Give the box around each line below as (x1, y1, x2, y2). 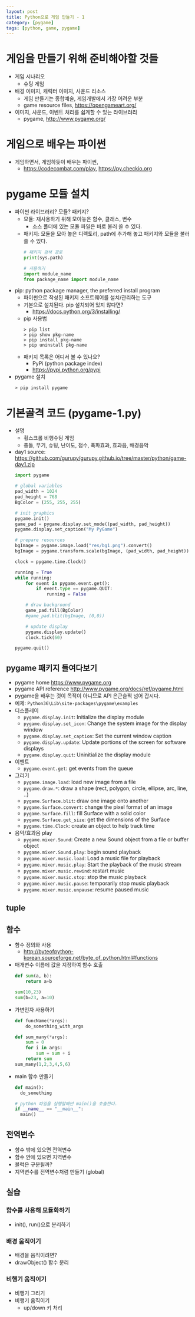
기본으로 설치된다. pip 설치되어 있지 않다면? (23, 301, 124, 308)
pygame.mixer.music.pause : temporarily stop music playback (23, 880, 170, 887)
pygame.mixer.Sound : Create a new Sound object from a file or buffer (23, 836, 189, 843)
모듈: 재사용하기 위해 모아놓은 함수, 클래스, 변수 (23, 216, 132, 223)
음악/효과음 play (14, 829, 52, 837)
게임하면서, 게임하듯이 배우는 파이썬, (14, 159, 98, 166)
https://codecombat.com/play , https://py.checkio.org (23, 165, 152, 172)
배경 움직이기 (6, 1237, 41, 1245)
